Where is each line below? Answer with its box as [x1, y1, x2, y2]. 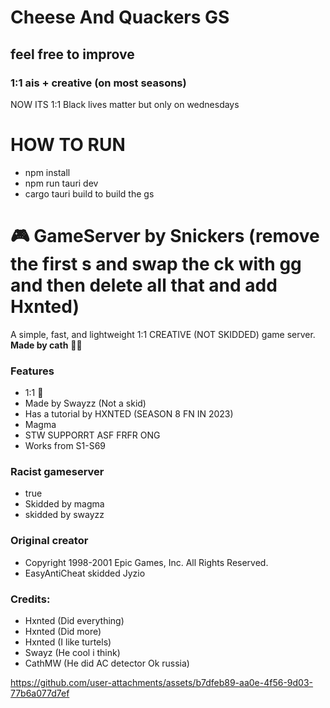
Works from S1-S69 [24, 440, 107, 452]
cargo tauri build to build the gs [24, 187, 155, 200]
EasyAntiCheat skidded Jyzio [24, 567, 146, 579]
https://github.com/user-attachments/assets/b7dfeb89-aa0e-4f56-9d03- [10, 676, 314, 688]
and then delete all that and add [10, 274, 278, 296]
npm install [24, 166, 71, 178]
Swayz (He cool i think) [24, 646, 121, 658]
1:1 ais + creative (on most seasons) [10, 76, 187, 90]
